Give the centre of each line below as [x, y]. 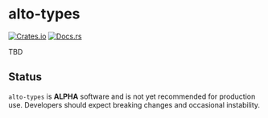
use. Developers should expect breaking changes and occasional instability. [134, 104]
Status [25, 77]
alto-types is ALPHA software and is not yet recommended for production [132, 96]
